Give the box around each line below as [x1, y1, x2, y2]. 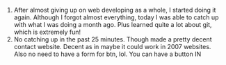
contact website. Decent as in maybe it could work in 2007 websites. [13, 43, 211, 50]
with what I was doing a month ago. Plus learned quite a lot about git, [13, 21, 212, 28]
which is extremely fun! [13, 28, 81, 36]
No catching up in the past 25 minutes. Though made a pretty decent [13, 35, 212, 44]
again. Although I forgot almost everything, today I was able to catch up [13, 13, 219, 21]
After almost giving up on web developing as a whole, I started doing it [13, 6, 216, 14]
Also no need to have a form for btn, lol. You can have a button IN [13, 50, 202, 58]
